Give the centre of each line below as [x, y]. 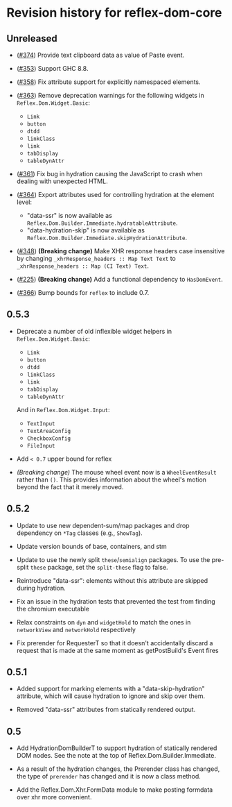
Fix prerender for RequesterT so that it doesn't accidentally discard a [115, 643]
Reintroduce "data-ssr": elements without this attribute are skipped [112, 580]
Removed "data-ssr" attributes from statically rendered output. [106, 710]
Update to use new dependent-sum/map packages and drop [103, 525]
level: [24, 202]
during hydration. [41, 588]
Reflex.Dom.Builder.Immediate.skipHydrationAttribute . [107, 238]
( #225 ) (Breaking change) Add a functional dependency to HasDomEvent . [119, 279]
